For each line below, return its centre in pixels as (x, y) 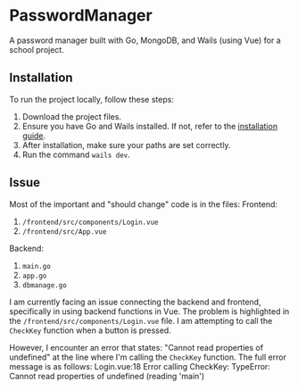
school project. (37, 49)
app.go (34, 276)
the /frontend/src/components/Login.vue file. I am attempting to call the (141, 320)
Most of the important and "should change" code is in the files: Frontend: (144, 204)
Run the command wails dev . (76, 154)
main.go (36, 266)
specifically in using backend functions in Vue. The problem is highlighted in (149, 311)
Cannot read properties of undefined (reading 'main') (107, 376)
